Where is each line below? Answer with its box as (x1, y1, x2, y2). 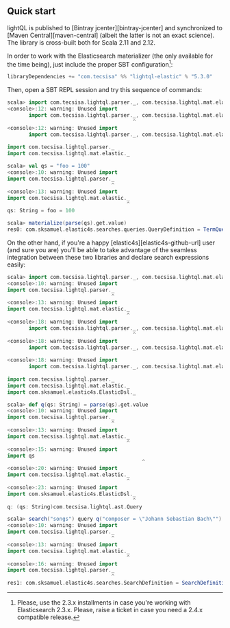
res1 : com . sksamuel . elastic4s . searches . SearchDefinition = (7, 580, 179, 587)
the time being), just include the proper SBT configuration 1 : (7, 58, 173, 68)
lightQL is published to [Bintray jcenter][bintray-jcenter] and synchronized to (7, 23, 222, 32)
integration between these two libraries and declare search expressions (7, 253, 209, 261)
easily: (7, 260, 26, 269)
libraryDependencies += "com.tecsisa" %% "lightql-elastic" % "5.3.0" (7, 74, 213, 80)
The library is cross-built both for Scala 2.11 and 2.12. (7, 38, 156, 47)
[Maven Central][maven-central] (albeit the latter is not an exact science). (7, 31, 215, 39)
